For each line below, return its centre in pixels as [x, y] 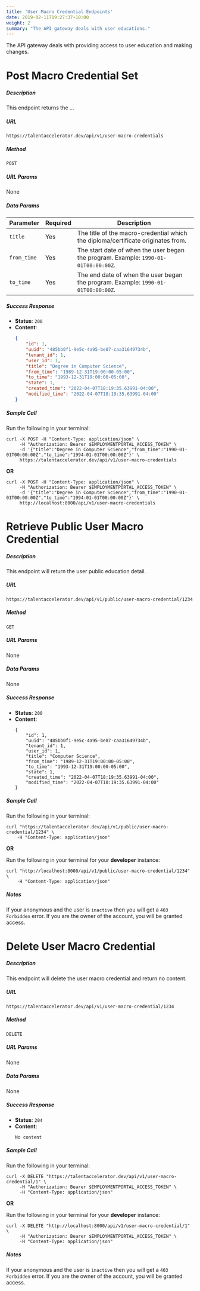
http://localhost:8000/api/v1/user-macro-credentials [87, 503]
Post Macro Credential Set [72, 76]
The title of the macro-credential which [132, 233]
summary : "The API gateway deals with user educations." [78, 28]
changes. [18, 52]
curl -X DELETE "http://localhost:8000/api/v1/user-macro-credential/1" [98, 1226]
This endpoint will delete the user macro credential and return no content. [96, 978]
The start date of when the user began [131, 250]
